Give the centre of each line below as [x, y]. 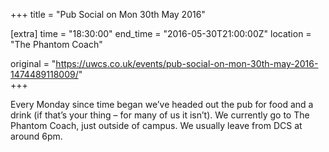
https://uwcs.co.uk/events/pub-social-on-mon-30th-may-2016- [187, 63]
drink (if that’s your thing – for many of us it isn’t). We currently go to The [160, 115]
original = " [33, 63]
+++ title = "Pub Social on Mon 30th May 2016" [108, 14]
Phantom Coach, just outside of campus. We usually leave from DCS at [156, 125]
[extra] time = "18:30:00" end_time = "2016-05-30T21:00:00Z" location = [161, 33]
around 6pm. [36, 136]
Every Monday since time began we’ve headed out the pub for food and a [162, 104]
